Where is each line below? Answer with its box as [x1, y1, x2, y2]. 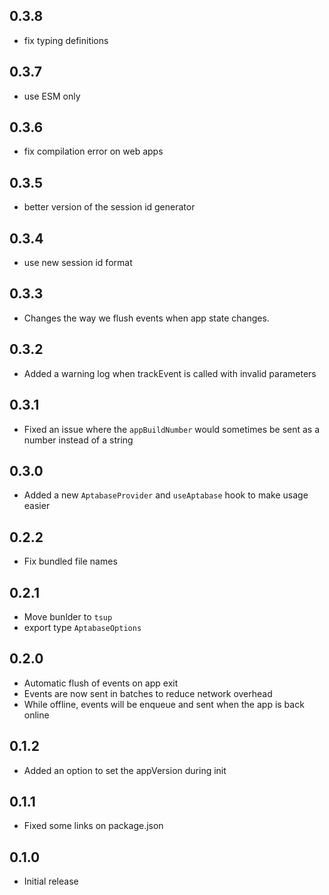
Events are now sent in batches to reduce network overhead [23, 687, 273, 699]
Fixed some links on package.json [23, 820, 164, 832]
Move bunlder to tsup [23, 610, 113, 623]
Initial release [23, 875, 79, 888]
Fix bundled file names [23, 555, 118, 568]
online [23, 709, 50, 721]
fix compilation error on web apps [23, 145, 164, 158]
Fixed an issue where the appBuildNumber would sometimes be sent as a [23, 423, 321, 435]
